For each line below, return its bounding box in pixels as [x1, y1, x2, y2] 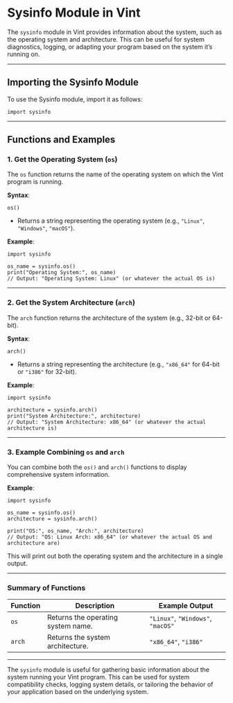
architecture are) [7, 540, 60, 547]
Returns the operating [47, 613, 119, 622]
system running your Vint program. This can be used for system [7, 673, 190, 681]
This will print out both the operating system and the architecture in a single [7, 552, 223, 560]
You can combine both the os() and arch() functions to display [7, 463, 187, 471]
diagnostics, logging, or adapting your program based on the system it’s [7, 42, 213, 51]
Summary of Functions [7, 583, 86, 593]
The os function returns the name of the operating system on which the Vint [7, 170, 224, 178]
